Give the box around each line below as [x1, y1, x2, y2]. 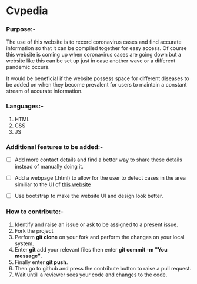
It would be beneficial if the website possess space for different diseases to [6, 75, 189, 82]
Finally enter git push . [14, 258, 68, 266]
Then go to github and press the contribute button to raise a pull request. [14, 265, 192, 272]
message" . [14, 252, 42, 259]
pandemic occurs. [6, 64, 50, 71]
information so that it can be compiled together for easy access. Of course [6, 45, 187, 52]
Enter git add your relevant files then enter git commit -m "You [14, 246, 168, 253]
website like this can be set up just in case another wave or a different [6, 57, 176, 64]
